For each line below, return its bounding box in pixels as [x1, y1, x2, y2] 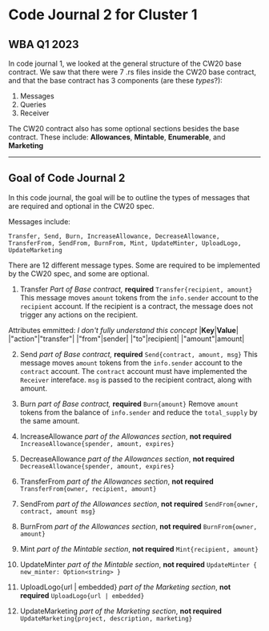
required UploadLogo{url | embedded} [19, 590, 145, 600]
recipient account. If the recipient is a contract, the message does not [19, 301, 254, 311]
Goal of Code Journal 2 [8, 171, 126, 185]
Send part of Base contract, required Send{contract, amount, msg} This [19, 349, 258, 359]
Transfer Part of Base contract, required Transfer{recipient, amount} [19, 284, 253, 294]
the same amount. [19, 416, 80, 425]
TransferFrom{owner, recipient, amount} [19, 484, 157, 493]
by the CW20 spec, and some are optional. [8, 268, 150, 278]
